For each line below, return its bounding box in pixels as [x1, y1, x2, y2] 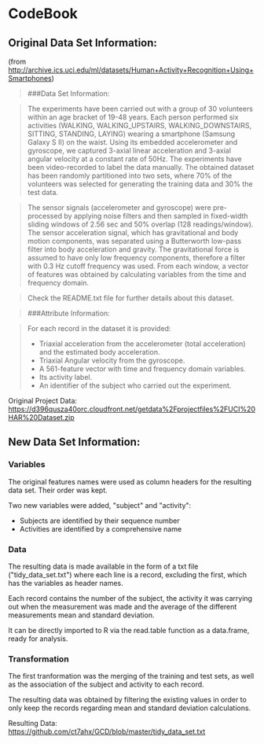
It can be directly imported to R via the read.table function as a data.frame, [8, 625, 250, 635]
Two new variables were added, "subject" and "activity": [8, 500, 192, 510]
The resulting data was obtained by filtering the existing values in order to [8, 695, 247, 705]
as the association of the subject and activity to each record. [8, 680, 204, 689]
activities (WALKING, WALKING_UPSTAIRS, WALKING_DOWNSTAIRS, [27, 121, 252, 130]
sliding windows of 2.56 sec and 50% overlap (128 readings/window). [27, 219, 254, 229]
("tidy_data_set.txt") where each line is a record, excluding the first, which [8, 569, 247, 579]
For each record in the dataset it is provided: [27, 324, 171, 333]
